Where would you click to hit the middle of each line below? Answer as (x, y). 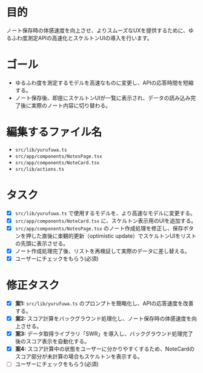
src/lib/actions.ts (40, 169)
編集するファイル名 (54, 133)
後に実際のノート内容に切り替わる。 (65, 105)
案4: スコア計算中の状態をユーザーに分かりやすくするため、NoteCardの (105, 349)
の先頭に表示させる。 (42, 243)
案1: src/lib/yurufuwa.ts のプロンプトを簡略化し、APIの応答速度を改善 (104, 303)
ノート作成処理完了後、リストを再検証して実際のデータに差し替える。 (102, 251)
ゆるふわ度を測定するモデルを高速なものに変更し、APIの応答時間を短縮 (104, 82)
